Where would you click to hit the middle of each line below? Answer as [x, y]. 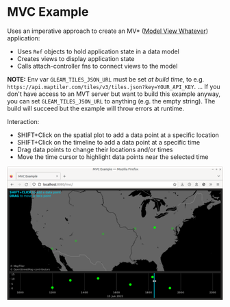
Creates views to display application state [76, 58]
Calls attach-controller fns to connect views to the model [97, 66]
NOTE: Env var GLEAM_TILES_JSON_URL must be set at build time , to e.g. [106, 79]
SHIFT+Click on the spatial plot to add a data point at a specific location [118, 135]
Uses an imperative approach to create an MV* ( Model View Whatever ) [108, 31]
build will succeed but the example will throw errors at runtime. [96, 108]
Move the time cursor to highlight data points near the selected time [113, 157]
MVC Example [48, 12]
